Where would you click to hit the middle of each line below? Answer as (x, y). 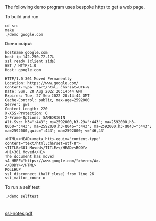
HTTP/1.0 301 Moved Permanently (38, 79)
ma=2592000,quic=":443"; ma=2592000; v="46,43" (55, 131)
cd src (12, 26)
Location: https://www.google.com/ (42, 83)
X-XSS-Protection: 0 (26, 113)
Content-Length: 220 (26, 109)
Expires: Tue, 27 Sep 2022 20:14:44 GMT (48, 96)
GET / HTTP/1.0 (21, 66)
